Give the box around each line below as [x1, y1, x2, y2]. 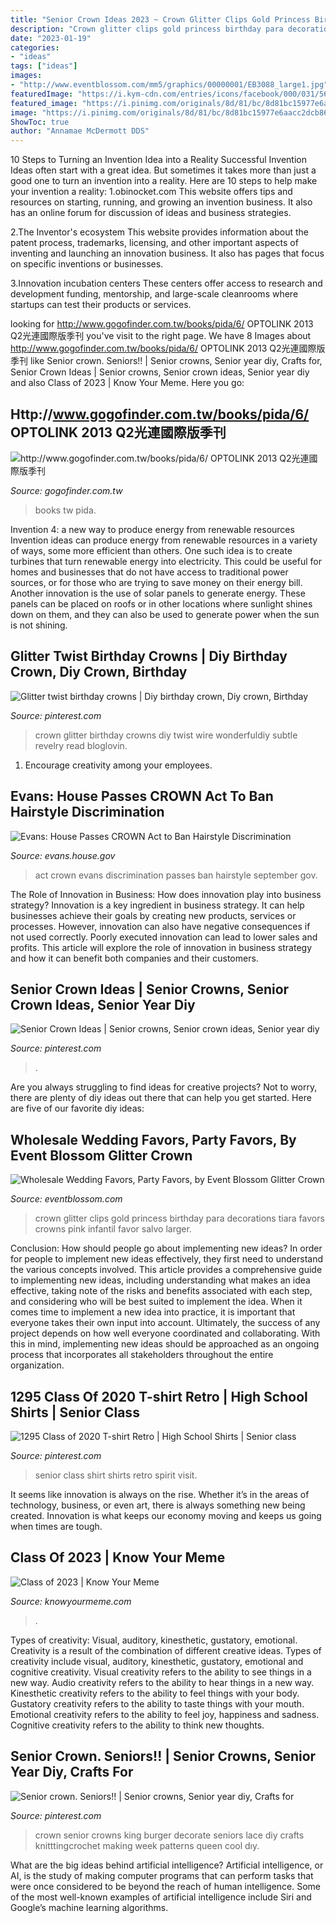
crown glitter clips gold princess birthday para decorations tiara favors [34, 1212, 325, 1225]
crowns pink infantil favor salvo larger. [34, 1223, 192, 1235]
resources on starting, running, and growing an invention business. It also [10, 196, 313, 208]
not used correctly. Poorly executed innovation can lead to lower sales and [10, 931, 318, 943]
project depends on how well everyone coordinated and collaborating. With [10, 1327, 321, 1340]
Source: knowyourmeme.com [10, 1595, 132, 1607]
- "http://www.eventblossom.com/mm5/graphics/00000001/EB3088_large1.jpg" [10, 80, 329, 90]
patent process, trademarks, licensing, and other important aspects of [10, 237, 299, 249]
